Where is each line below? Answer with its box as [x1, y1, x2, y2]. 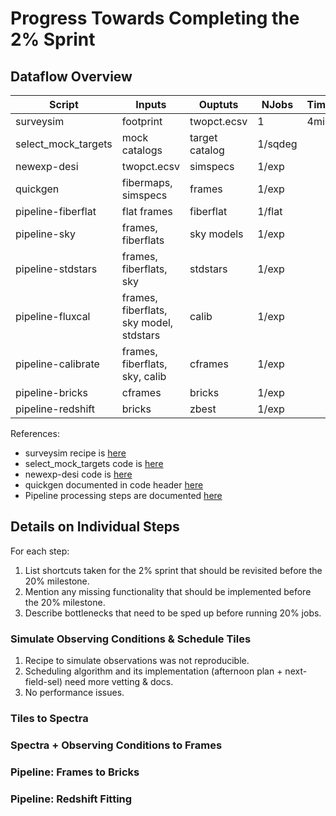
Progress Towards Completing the [10, 7, 300, 30]
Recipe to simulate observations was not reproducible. [24, 655, 250, 667]
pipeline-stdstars [15, 262, 98, 276]
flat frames [121, 205, 173, 218]
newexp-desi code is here [24, 468, 133, 480]
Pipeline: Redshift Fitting [10, 792, 133, 806]
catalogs [121, 143, 163, 157]
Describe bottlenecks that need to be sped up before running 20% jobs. [24, 607, 322, 619]
